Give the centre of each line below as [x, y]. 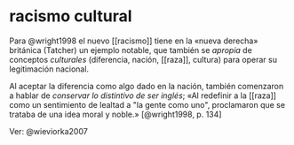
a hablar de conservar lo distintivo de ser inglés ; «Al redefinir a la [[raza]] [143, 95]
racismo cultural [71, 16]
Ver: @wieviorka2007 [49, 131]
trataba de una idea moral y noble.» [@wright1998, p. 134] [115, 114]
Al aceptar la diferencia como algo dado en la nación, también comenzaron [147, 86]
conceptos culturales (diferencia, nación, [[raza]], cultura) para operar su [143, 59]
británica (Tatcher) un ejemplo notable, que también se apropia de [131, 50]
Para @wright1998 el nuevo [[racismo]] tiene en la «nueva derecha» [134, 41]
